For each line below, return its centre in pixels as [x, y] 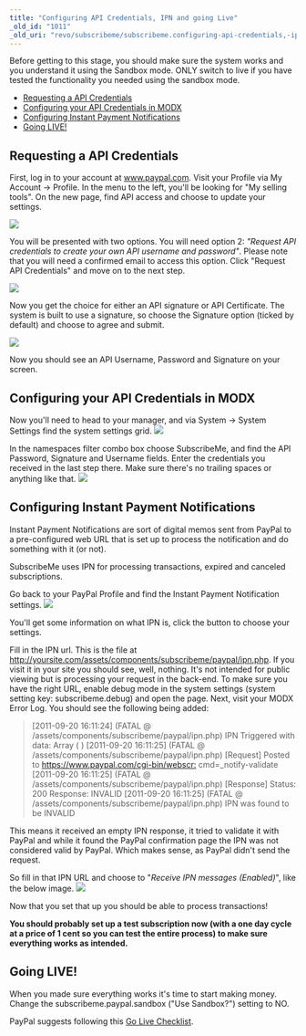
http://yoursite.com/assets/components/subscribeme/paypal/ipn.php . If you [152, 659]
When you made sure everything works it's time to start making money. [143, 994]
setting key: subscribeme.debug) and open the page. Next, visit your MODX [152, 698]
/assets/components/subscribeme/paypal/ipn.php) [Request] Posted [161, 755]
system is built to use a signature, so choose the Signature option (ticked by [152, 315]
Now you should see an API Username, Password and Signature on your [145, 360]
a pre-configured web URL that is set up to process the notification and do [149, 539]
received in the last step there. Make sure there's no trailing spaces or [141, 468]
